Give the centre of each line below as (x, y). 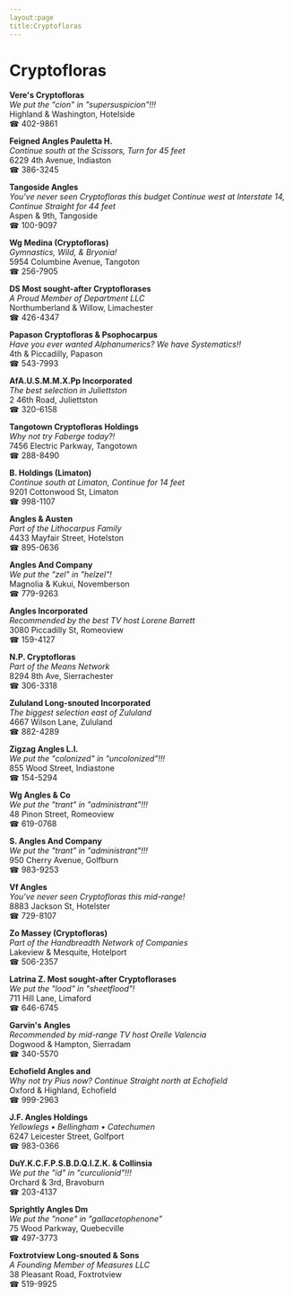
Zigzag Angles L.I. (44, 749)
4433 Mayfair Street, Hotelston (66, 538)
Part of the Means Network (60, 666)
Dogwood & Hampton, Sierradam (70, 1045)
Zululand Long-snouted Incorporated (80, 703)
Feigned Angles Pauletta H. (61, 141)
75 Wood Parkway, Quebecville (67, 1229)
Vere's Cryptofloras (47, 95)
